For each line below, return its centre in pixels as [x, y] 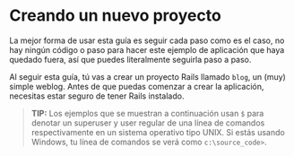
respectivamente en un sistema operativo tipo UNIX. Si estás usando [158, 132]
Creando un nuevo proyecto [115, 16]
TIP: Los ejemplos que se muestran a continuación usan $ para [147, 113]
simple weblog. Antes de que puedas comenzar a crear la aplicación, [137, 86]
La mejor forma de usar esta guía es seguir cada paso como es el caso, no [147, 40]
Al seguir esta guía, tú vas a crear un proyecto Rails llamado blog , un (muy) [148, 76]
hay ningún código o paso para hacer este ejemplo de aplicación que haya [147, 49]
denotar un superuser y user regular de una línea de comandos [148, 123]
